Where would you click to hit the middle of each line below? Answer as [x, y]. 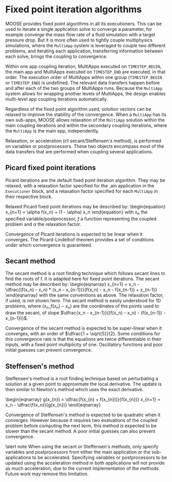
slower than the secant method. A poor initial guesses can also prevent [80, 431]
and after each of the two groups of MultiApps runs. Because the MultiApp [84, 88]
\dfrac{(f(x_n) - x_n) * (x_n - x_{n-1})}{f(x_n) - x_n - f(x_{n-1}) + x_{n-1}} [81, 290]
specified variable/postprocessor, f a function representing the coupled [81, 219]
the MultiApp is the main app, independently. [52, 131]
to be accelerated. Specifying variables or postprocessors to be [100, 457]
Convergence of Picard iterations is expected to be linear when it [74, 234]
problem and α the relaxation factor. [43, 224]
